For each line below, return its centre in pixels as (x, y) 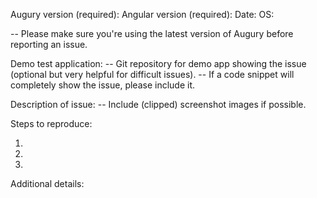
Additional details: (47, 183)
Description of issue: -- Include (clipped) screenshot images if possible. (158, 104)
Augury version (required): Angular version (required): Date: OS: (142, 14)
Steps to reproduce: (51, 123)
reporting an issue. (49, 44)
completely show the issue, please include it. (103, 85)
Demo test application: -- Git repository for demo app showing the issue (158, 63)
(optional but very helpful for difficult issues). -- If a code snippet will (152, 74)
